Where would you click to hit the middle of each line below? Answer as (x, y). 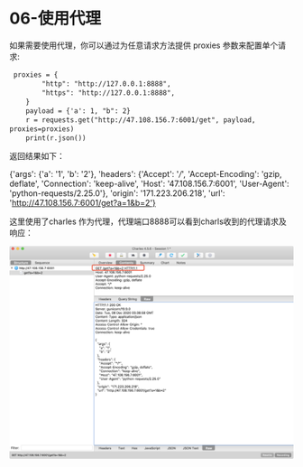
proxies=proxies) (42, 129)
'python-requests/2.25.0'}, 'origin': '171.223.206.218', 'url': (117, 193)
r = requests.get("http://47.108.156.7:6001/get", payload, (141, 120)
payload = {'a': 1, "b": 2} (78, 111)
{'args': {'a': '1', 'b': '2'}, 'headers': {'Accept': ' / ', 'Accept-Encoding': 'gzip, (146, 173)
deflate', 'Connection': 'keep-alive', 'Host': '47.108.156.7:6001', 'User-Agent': (150, 183)
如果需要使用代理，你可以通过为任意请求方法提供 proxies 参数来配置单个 (144, 45)
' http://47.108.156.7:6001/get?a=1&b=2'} (83, 202)
